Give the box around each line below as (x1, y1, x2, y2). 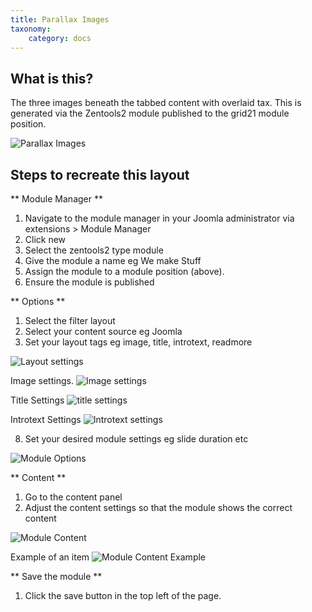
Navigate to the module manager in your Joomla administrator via (24, 212, 295, 224)
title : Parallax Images (10, 14, 110, 25)
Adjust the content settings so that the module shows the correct (24, 502, 293, 513)
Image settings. (10, 375, 74, 386)
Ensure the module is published (24, 276, 155, 288)
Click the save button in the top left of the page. (24, 590, 222, 601)
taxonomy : (10, 24, 52, 34)
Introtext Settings (10, 414, 82, 425)
